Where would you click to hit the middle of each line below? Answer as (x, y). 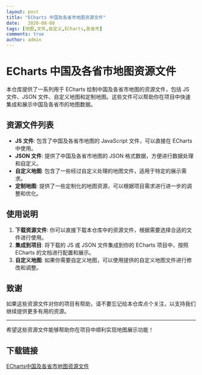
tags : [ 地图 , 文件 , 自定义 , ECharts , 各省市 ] (54, 29)
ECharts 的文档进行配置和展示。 (54, 252)
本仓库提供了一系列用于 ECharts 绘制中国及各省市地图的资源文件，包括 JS (98, 89)
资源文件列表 (30, 125)
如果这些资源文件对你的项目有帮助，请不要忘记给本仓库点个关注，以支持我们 (101, 304)
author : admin (24, 40)
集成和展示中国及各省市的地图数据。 (51, 104)
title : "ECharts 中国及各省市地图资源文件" (56, 17)
